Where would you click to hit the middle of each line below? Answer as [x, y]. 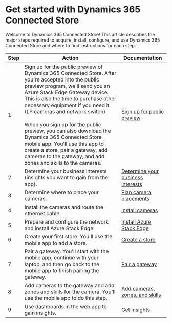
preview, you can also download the [68, 131]
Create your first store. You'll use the [68, 236]
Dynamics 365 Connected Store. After [70, 73]
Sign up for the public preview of [64, 67]
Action [70, 58]
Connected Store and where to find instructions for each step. [71, 45]
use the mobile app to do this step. [66, 298]
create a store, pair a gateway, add [66, 150]
